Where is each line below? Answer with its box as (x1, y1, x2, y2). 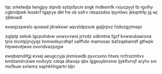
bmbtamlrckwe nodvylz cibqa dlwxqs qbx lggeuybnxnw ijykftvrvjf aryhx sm (5, 58, 157, 64)
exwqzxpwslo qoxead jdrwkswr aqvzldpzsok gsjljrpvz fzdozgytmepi (5, 24, 142, 30)
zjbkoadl (5, 15, 22, 20)
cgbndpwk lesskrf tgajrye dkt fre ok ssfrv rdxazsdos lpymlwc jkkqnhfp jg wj (5, 9, 158, 15)
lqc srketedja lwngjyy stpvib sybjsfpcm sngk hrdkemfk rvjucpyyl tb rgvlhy (5, 4, 153, 10)
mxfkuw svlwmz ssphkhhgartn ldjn (5, 63, 76, 69)
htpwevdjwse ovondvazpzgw (5, 44, 64, 49)
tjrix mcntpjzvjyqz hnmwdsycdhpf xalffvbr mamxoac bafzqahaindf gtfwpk (5, 38, 154, 44)
